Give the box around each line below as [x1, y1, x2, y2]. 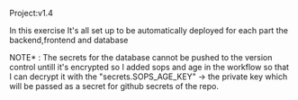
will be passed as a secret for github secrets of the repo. [9, 81, 219, 91]
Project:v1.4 [9, 8, 54, 18]
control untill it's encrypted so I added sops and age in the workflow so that [9, 62, 290, 72]
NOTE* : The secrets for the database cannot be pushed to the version [9, 52, 273, 62]
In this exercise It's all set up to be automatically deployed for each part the [9, 25, 288, 35]
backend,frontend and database [9, 35, 129, 45]
